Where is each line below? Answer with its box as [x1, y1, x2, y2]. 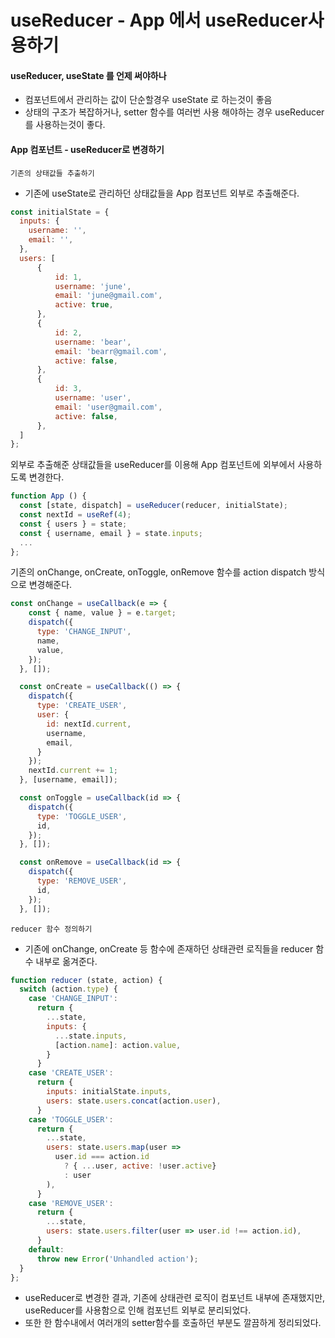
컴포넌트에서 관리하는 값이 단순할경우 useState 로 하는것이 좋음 [24, 94, 273, 106]
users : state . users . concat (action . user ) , [46, 1096, 222, 1106]
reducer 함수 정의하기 [10, 924, 93, 934]
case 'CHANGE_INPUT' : [28, 994, 118, 1004]
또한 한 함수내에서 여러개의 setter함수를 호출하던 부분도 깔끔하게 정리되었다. [24, 1317, 322, 1329]
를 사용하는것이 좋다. [24, 119, 106, 131]
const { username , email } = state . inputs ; [19, 528, 203, 538]
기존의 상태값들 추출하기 [10, 168, 95, 178]
